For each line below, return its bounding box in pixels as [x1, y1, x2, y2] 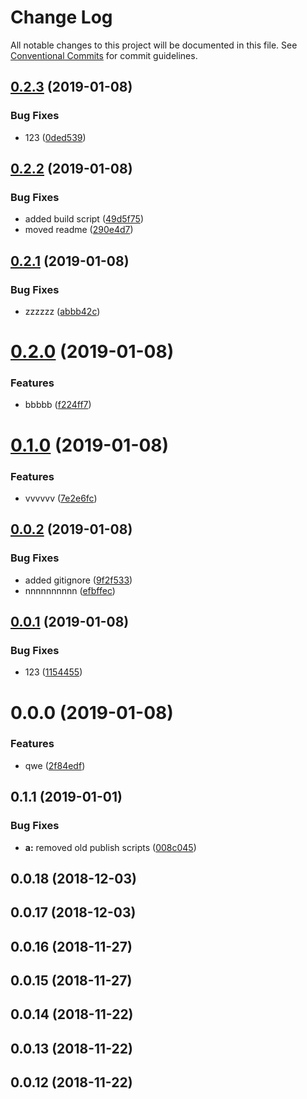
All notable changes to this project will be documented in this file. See [10, 39, 298, 51]
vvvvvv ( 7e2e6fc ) [24, 492, 98, 504]
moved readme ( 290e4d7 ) [24, 224, 134, 236]
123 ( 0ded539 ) [24, 131, 87, 143]
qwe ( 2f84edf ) [24, 759, 86, 771]
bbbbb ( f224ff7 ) [24, 399, 92, 411]
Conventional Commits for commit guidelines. [10, 49, 198, 61]
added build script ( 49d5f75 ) [24, 213, 144, 225]
